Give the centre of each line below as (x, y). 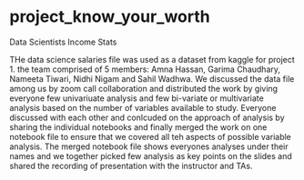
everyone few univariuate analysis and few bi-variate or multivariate (137, 98)
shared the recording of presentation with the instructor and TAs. (131, 165)
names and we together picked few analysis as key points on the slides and (151, 155)
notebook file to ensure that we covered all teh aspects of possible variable (150, 136)
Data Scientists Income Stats (63, 42)
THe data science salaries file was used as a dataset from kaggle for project (152, 59)
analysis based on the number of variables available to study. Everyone (143, 107)
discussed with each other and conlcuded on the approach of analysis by (147, 117)
